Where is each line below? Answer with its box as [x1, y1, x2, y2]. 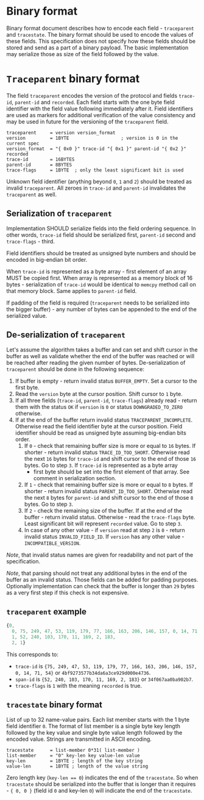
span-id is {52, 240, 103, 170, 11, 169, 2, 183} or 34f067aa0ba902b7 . [15, 676, 194, 683]
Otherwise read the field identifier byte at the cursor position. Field [15, 422, 183, 430]
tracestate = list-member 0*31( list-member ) [6, 747, 140, 753]
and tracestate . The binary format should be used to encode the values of [6, 31, 194, 38]
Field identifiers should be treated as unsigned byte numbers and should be [6, 249, 196, 257]
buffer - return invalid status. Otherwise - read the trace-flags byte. [24, 513, 196, 521]
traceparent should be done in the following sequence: [6, 365, 145, 373]
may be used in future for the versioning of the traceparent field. [6, 118, 169, 125]
